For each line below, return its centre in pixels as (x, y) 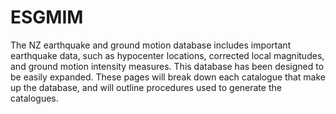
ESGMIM (47, 17)
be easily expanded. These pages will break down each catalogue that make (168, 77)
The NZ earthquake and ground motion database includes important (151, 45)
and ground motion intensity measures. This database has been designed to (167, 66)
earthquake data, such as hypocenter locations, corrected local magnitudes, (167, 55)
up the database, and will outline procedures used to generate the (146, 87)
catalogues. (34, 98)
